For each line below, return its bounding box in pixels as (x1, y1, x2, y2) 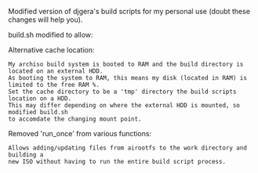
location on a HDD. (8, 95, 72, 103)
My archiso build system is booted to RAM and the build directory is (8, 60, 244, 68)
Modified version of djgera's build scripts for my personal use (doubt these (8, 7, 251, 16)
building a (8, 151, 44, 159)
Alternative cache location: (8, 45, 95, 54)
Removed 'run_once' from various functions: (8, 129, 151, 138)
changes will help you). (8, 15, 83, 24)
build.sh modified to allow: (8, 31, 93, 39)
